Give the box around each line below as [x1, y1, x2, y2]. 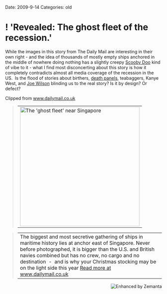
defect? [5, 86, 21, 92]
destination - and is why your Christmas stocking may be [19, 258, 157, 265]
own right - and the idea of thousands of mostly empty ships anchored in [5, 54, 155, 60]
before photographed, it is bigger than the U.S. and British [19, 246, 155, 253]
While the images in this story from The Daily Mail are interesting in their [5, 48, 153, 54]
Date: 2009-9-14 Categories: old [5, 4, 72, 10]
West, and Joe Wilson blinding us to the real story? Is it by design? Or [5, 80, 148, 86]
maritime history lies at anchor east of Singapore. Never [19, 239, 150, 246]
